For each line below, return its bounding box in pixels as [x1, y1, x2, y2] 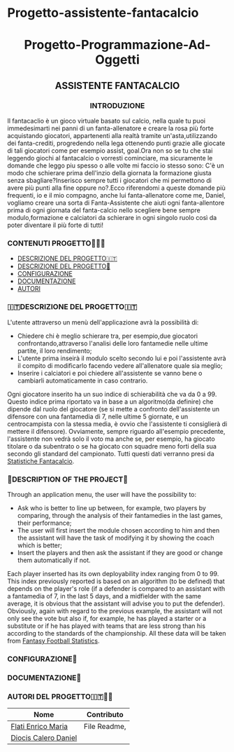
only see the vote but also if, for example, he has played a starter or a [7, 614, 207, 622]
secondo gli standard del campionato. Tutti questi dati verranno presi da [7, 449, 214, 458]
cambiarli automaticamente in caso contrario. [17, 376, 148, 385]
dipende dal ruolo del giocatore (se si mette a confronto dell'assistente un [7, 404, 220, 413]
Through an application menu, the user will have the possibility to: [7, 490, 197, 498]
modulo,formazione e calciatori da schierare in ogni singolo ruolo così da [7, 214, 217, 222]
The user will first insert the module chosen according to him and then [17, 526, 220, 534]
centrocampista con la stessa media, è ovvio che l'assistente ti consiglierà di [7, 419, 228, 428]
